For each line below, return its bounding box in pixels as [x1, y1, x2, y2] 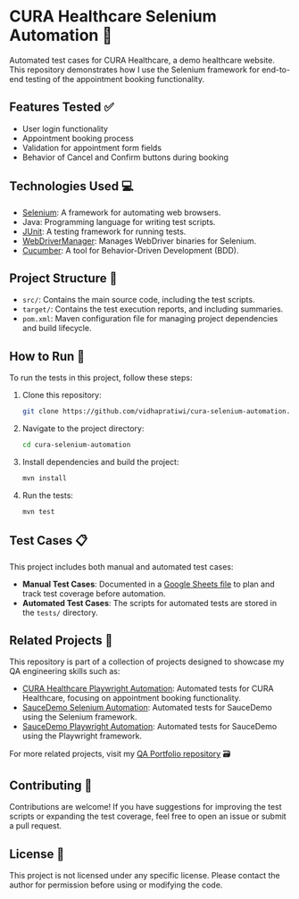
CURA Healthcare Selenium [9, 6, 217, 27]
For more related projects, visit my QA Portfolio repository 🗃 [9, 748, 231, 760]
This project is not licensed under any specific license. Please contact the [9, 870, 280, 880]
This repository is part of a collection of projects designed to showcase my [9, 656, 285, 667]
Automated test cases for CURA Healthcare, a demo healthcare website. [9, 54, 275, 65]
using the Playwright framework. [21, 730, 143, 742]
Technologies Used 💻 [9, 179, 134, 194]
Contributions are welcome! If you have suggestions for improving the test [9, 802, 283, 812]
